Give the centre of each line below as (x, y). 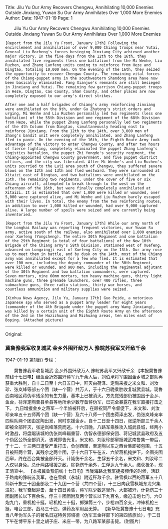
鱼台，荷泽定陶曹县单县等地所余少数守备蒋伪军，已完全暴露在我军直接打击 (82, 402)
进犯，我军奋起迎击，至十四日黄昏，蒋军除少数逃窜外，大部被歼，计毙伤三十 (84, 490)
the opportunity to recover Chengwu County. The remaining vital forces (82, 74)
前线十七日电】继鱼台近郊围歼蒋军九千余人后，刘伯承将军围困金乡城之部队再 (84, 377)
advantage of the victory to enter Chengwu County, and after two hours (82, 144)
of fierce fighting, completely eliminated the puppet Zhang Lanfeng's (81, 149)
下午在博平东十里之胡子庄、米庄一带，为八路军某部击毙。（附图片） (74, 521)
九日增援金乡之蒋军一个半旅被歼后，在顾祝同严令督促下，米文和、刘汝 (87, 408)
